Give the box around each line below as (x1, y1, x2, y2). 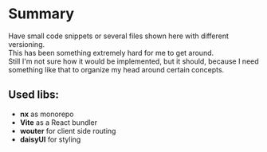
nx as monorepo (19, 109, 74, 119)
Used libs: (8, 88, 60, 102)
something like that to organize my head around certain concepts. (8, 64, 225, 74)
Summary (8, 5, 74, 23)
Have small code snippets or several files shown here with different (8, 31, 230, 41)
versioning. (8, 39, 45, 49)
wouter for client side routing (19, 126, 116, 135)
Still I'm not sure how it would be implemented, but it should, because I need (8, 57, 259, 66)
